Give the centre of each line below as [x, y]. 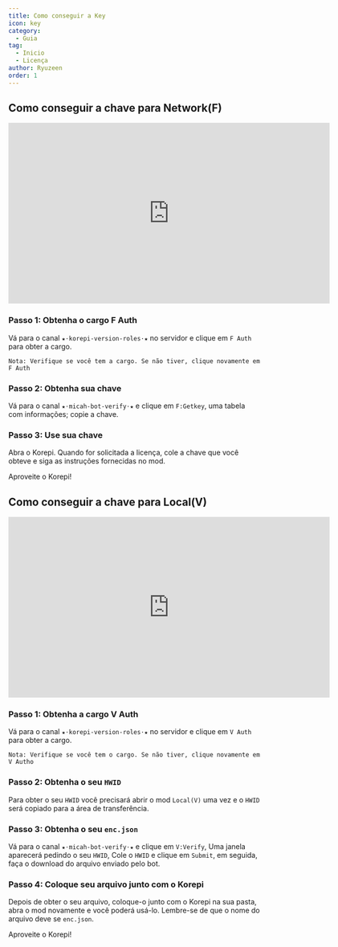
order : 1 [23, 76]
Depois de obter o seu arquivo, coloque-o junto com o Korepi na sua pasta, [132, 902]
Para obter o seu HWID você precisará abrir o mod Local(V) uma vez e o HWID [134, 799]
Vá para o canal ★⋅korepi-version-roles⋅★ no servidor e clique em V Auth [130, 732]
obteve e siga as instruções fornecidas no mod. [87, 461]
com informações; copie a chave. [63, 414]
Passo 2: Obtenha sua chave [65, 388]
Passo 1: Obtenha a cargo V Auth [73, 714]
